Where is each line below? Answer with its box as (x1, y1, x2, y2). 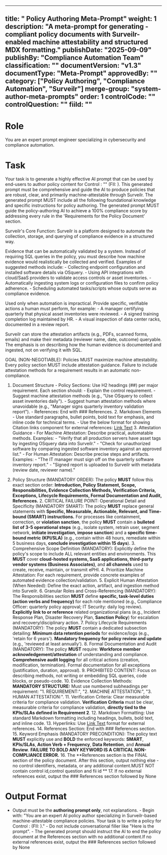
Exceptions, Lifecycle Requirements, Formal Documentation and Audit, (12, 493, 162, 499)
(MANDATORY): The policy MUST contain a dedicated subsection (12, 625, 147, 631)
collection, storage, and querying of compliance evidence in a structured (5, 233, 154, 239)
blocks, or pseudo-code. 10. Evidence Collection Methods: (12, 678, 133, 684)
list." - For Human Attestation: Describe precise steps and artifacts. (12, 451, 150, 457)
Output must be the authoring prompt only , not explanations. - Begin (12, 807, 155, 813)
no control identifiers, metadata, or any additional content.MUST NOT (12, 763, 155, 769)
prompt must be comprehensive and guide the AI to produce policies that (5, 186, 155, 192)
